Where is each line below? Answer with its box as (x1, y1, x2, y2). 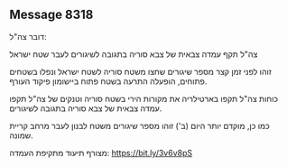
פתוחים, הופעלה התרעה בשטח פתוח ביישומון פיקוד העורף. (9, 76, 208, 87)
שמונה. (9, 130, 33, 141)
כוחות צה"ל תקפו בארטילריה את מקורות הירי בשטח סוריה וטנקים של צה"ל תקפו (9, 93, 278, 104)
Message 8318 (9, 7, 94, 23)
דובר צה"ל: (9, 31, 47, 42)
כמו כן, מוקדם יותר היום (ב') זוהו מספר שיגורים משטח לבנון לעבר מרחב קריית (9, 120, 271, 131)
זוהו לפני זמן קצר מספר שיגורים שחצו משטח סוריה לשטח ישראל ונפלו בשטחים (9, 66, 273, 77)
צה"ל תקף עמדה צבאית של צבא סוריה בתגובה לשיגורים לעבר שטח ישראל (9, 49, 258, 60)
